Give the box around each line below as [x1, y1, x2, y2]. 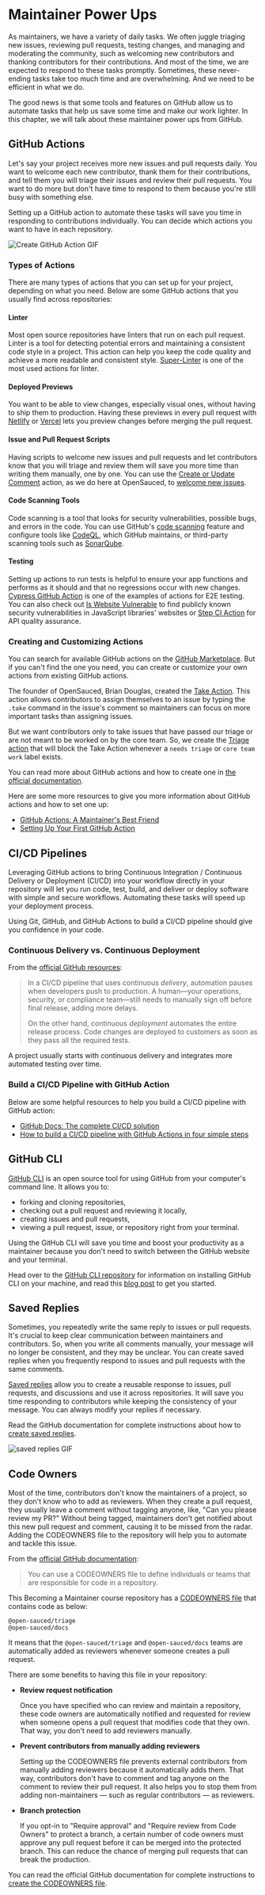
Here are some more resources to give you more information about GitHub [8, 791, 251, 801]
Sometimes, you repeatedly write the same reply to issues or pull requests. [8, 1322, 252, 1332]
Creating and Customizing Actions [8, 636, 144, 647]
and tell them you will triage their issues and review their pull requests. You [8, 175, 252, 185]
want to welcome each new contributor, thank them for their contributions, [8, 166, 251, 176]
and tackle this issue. [8, 1539, 78, 1549]
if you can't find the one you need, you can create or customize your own [8, 663, 248, 672]
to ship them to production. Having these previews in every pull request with [8, 408, 257, 418]
